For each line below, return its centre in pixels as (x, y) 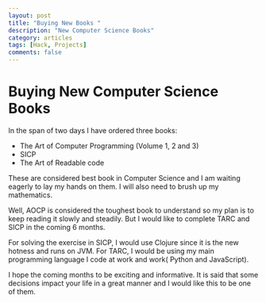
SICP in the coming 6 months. (57, 227)
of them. (22, 291)
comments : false (35, 52)
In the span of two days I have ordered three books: (93, 130)
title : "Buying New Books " (55, 23)
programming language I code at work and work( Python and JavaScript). (129, 259)
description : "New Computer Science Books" (81, 30)
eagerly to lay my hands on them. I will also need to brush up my (114, 186)
